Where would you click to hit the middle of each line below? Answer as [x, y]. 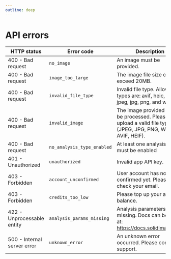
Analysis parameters [141, 209]
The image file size [139, 74]
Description [150, 51]
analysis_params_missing [79, 218]
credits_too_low [69, 197]
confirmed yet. [134, 180]
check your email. [138, 186]
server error [22, 246]
